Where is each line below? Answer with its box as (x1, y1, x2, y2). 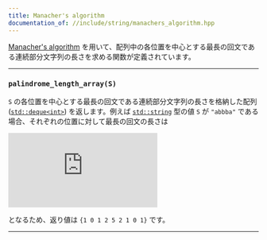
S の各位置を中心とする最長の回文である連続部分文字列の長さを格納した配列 (8, 96, 257, 106)
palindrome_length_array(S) (8, 79, 117, 88)
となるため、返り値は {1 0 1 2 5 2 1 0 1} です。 (8, 215, 170, 224)
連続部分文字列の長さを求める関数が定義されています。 (14, 52, 196, 61)
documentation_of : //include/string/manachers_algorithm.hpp (8, 19, 215, 27)
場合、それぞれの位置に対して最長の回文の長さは (8, 116, 168, 126)
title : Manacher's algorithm (8, 11, 105, 20)
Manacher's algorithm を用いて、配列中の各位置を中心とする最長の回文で (8, 41, 249, 52)
